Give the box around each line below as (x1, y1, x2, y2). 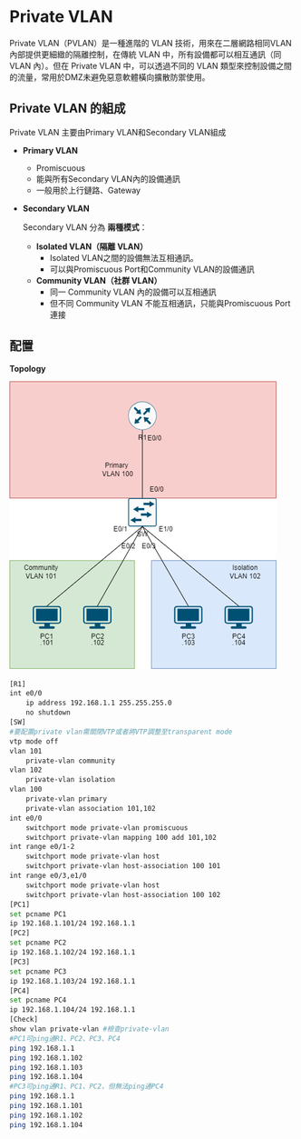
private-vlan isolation (25, 775, 116, 784)
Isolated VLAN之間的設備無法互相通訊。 (49, 252, 199, 263)
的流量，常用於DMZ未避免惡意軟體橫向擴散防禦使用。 (9, 71, 210, 83)
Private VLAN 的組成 (9, 101, 126, 116)
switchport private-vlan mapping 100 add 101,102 (25, 833, 218, 842)
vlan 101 (9, 746, 43, 755)
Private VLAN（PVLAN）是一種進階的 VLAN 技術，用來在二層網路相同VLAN (9, 37, 292, 48)
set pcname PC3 (9, 966, 67, 976)
